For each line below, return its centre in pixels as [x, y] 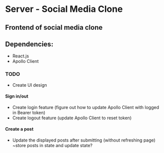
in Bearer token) [29, 112]
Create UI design [30, 85]
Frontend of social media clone [54, 27]
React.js [21, 56]
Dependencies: [29, 44]
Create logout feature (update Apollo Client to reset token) [72, 118]
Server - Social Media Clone [64, 9]
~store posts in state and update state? [52, 146]
